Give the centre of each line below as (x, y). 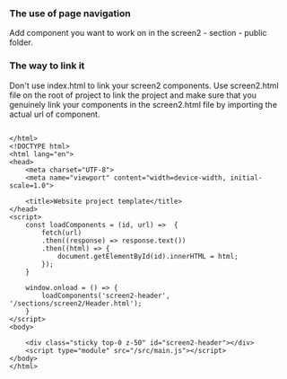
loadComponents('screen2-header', (106, 295)
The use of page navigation (70, 13)
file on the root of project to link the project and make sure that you (133, 95)
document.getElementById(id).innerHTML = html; (148, 256)
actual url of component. (55, 114)
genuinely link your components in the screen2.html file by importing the (143, 104)
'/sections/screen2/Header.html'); (76, 304)
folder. (21, 42)
